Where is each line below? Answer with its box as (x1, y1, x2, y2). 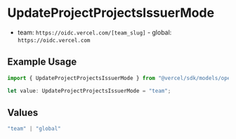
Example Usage (7, 56, 77, 68)
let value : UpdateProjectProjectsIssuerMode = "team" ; (7, 87, 171, 94)
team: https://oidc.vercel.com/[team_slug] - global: (17, 28, 172, 37)
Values (7, 107, 39, 119)
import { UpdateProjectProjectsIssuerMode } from (7, 74, 156, 81)
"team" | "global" (7, 125, 61, 133)
